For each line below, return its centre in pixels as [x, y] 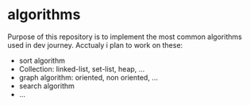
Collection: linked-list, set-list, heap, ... [82, 68]
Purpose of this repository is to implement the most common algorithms [125, 37]
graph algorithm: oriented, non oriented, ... [88, 77]
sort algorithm [42, 60]
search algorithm [46, 86]
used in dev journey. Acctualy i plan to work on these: [95, 45]
